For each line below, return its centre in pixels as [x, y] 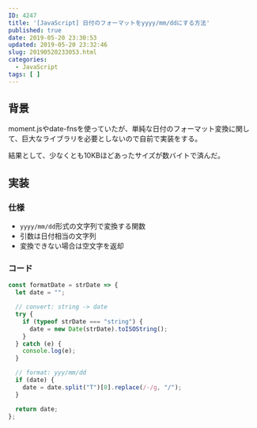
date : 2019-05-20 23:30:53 [53, 38]
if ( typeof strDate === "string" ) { [83, 321]
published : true [35, 30]
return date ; [37, 409]
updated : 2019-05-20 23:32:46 [58, 45]
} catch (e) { [38, 344]
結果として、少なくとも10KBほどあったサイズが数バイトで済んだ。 [117, 156]
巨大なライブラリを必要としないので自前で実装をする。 [112, 138]
